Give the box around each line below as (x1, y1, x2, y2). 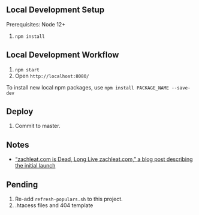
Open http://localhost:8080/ (14, 72, 89, 79)
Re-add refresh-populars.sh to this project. (14, 195, 123, 203)
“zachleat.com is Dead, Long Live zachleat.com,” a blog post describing (14, 156, 193, 163)
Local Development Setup (6, 5, 105, 15)
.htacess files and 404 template (14, 202, 94, 209)
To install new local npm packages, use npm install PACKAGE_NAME (6, 83, 170, 91)
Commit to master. (14, 123, 61, 130)
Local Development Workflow (6, 50, 119, 60)
